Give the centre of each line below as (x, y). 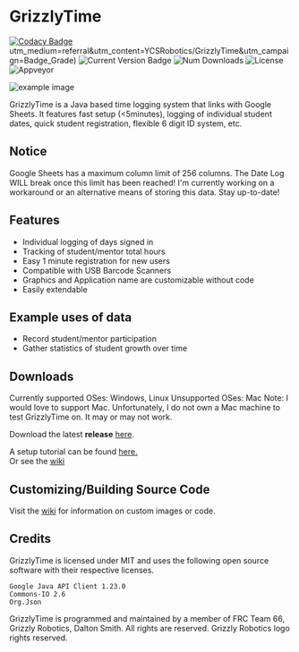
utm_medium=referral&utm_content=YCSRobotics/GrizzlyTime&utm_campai (149, 50)
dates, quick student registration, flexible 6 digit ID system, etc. (126, 123)
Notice (28, 152)
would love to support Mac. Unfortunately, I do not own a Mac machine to (145, 408)
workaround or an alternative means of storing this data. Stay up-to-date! (145, 192)
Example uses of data (71, 317)
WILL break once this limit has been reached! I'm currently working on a (142, 182)
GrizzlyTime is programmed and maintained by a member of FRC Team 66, (147, 618)
